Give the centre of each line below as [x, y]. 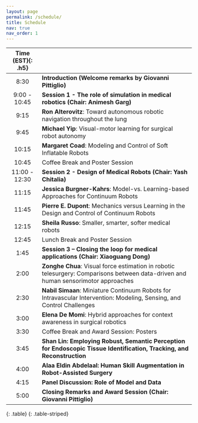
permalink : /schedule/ [34, 17]
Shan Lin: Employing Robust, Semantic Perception [113, 341]
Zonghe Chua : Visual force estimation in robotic [108, 267]
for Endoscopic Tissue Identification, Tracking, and [115, 349]
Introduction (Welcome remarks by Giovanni [105, 78]
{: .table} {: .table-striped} [37, 414]
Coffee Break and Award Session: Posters [99, 332]
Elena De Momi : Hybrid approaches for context [107, 315]
